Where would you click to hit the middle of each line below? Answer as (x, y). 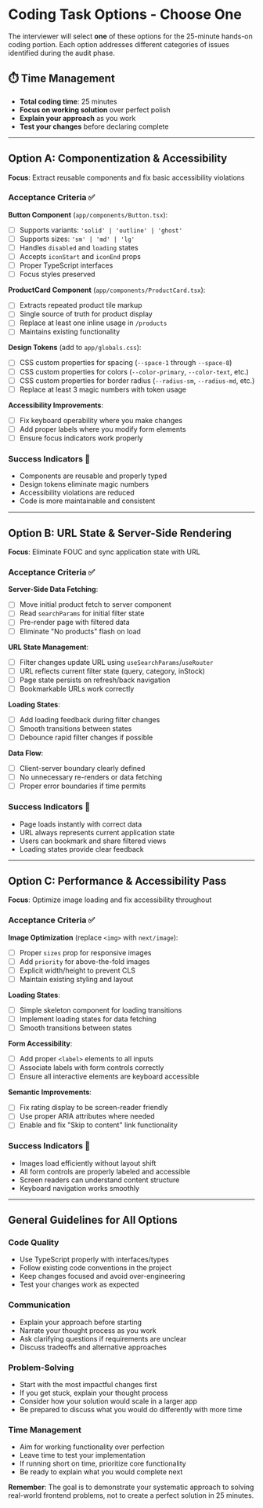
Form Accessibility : (40, 1044)
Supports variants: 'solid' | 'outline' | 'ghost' (101, 230)
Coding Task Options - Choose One (125, 15)
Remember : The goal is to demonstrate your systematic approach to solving (131, 1487)
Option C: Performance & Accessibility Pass (117, 881)
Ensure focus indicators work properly (81, 438)
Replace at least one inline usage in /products (93, 323)
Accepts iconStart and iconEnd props (80, 257)
